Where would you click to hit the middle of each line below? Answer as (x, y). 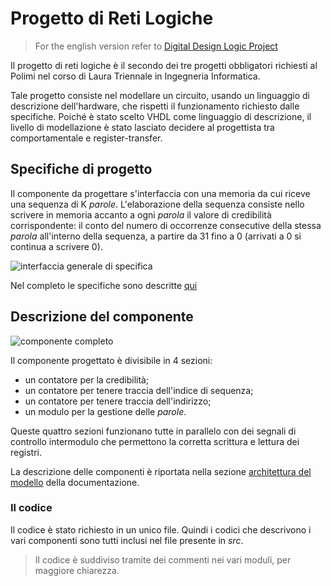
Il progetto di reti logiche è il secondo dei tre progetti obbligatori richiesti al (164, 65)
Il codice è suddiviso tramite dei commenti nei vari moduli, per (163, 559)
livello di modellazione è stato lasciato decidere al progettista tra (142, 127)
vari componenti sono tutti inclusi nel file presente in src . (127, 540)
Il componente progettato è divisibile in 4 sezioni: (111, 360)
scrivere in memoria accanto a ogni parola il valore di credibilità (141, 214)
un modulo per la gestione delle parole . (105, 411)
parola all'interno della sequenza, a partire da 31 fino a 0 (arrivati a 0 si (156, 236)
